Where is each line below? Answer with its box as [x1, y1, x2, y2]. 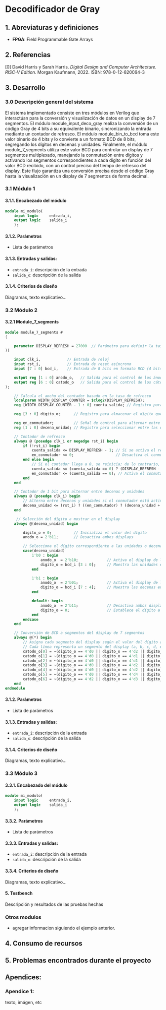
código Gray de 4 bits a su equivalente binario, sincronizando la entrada [5, 126, 152, 131]
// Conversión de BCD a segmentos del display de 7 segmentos [14, 631, 145, 635]
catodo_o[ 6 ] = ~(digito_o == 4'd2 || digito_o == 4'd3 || [23, 677, 145, 682]
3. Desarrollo [5, 83, 45, 92]
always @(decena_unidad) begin [14, 521, 79, 526]
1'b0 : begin [31, 553, 58, 558]
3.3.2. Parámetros [5, 818, 43, 824]
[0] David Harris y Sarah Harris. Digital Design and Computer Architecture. [5, 63, 157, 70]
